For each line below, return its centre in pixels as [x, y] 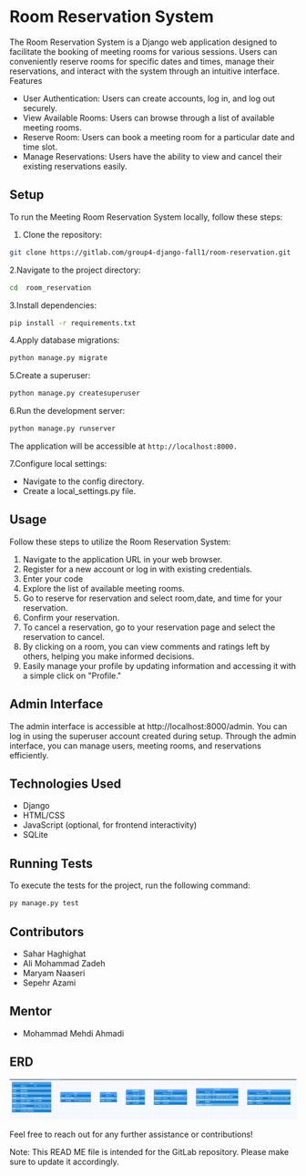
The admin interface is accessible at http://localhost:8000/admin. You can [148, 726]
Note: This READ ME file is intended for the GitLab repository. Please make [149, 1151]
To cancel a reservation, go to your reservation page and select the [149, 627]
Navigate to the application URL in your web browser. [122, 559]
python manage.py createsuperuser [75, 394]
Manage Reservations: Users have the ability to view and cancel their [152, 156]
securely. [40, 108]
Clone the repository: [62, 234]
